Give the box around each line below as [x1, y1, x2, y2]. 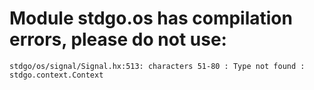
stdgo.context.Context [9, 70, 104, 80]
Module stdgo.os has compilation [9, 7, 293, 30]
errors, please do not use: [9, 28, 227, 51]
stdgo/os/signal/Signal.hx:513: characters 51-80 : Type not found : [9, 61, 306, 71]
